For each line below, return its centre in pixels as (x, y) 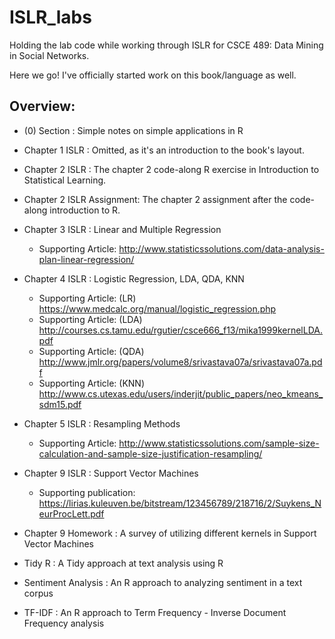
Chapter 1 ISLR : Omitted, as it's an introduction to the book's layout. (164, 150)
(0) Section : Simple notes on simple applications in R (133, 130)
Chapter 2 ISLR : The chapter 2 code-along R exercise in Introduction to (171, 169)
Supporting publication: (87, 492)
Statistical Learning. (65, 180)
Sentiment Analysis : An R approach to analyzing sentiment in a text (163, 582)
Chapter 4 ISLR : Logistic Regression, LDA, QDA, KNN (134, 278)
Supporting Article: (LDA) (90, 319)
